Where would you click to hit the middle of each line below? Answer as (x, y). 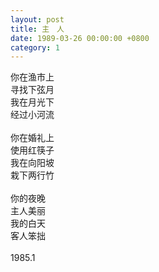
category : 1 (35, 47)
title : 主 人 (37, 29)
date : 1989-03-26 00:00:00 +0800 (80, 38)
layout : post (37, 19)
